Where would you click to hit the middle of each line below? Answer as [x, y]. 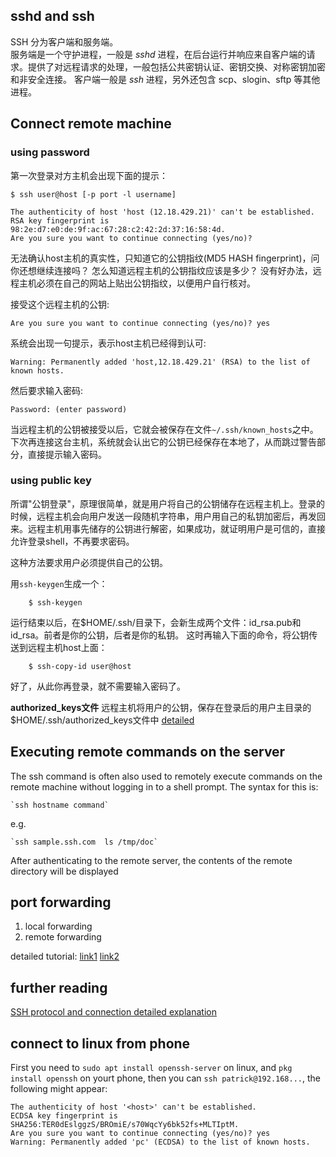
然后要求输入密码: [47, 390]
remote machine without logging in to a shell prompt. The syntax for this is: [164, 786]
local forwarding [58, 926]
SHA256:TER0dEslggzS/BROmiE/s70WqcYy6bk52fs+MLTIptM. [125, 1125]
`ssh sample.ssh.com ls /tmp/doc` [84, 842]
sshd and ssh [52, 16]
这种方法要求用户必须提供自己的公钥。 [89, 562]
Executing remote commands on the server [148, 752]
